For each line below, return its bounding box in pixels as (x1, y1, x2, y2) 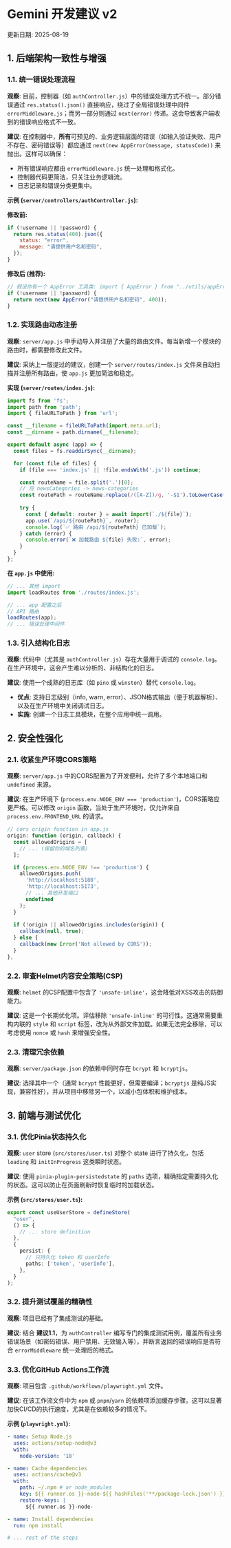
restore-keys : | (19, 1496, 67, 1504)
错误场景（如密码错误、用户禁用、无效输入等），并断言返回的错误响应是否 (7, 1337, 215, 1346)
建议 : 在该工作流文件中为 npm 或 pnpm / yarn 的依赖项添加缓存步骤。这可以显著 (7, 1397, 222, 1405)
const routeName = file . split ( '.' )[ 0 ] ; (19, 479, 134, 486)
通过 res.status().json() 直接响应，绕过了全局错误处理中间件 (12, 100, 190, 109)
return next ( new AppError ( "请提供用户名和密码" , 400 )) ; (13, 296, 168, 303)
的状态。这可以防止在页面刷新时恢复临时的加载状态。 (7, 1180, 158, 1189)
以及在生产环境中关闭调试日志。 (16, 701, 108, 710)
